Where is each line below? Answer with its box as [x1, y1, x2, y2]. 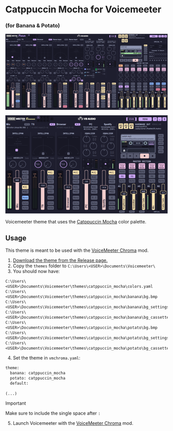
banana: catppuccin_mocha [10, 371, 66, 376]
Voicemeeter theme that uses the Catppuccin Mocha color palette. [5, 219, 147, 225]
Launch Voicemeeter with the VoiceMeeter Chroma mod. [12, 420, 134, 426]
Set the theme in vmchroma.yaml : [12, 355, 81, 361]
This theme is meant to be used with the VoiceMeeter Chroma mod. [5, 247, 149, 253]
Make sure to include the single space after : [5, 410, 101, 417]
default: [10, 381, 29, 386]
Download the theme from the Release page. [12, 257, 108, 264]
